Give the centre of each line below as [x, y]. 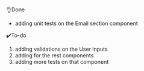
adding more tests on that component [62, 62]
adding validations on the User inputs [61, 49]
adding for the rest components [54, 55]
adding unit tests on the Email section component [77, 23]
